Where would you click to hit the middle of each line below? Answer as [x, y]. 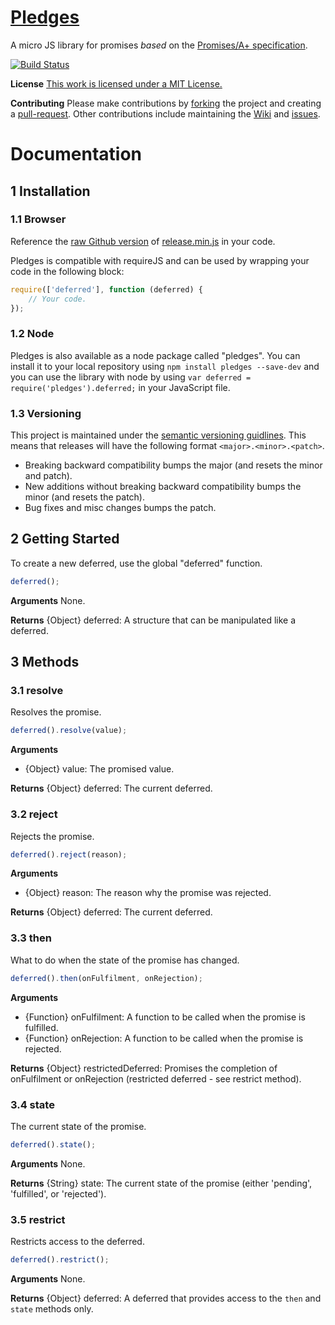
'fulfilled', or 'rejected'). [58, 1193]
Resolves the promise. [56, 712]
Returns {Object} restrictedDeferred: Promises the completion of [144, 1068]
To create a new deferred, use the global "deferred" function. [136, 563]
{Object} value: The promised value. [99, 769]
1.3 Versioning [46, 413]
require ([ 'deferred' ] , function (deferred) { [106, 289]
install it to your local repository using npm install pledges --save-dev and [165, 366]
